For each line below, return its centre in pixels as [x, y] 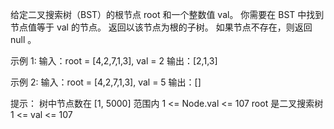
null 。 [23, 39]
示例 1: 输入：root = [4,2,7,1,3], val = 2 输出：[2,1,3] [114, 61]
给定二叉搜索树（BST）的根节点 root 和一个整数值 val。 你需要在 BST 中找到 [167, 14]
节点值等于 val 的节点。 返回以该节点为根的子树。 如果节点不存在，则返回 [161, 27]
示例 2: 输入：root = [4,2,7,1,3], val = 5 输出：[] [106, 82]
